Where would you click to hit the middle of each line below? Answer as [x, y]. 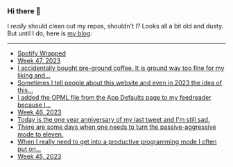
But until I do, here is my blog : [50, 33]
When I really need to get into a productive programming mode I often [117, 142]
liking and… [34, 76]
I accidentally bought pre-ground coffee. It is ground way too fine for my [121, 68]
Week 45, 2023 [39, 157]
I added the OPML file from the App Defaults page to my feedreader [114, 98]
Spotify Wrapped [42, 53]
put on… [29, 149]
